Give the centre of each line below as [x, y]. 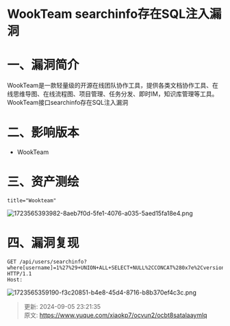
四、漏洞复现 [43, 243]
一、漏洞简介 [43, 65]
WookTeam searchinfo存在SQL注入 [108, 14]
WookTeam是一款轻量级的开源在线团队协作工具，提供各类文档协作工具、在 [113, 86]
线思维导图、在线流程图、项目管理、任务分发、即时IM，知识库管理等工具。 [113, 94]
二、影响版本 [43, 133]
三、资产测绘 [43, 182]
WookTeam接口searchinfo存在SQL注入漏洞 [68, 103]
